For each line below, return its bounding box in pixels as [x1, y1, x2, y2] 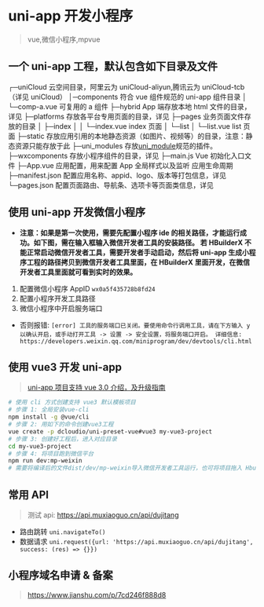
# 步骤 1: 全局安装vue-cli [8, 406, 90, 414]
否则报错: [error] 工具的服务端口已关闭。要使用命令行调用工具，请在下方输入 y [19, 320, 251, 330]
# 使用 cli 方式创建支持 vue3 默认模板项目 [8, 398, 136, 407]
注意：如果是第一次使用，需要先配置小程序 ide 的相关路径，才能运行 [19, 228, 240, 237]
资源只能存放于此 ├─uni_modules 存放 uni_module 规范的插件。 [14, 141, 218, 150]
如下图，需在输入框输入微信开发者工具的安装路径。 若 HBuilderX [33, 237, 244, 247]
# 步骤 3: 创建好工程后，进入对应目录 [8, 435, 118, 443]
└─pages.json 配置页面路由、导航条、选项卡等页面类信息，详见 [8, 180, 214, 189]
